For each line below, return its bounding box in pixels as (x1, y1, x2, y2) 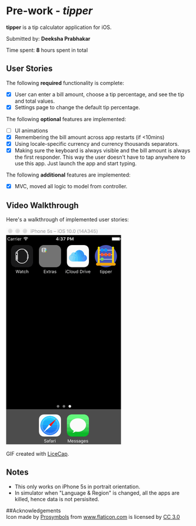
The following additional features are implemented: (6, 171, 131, 178)
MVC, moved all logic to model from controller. (14, 183, 128, 190)
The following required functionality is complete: (6, 79, 125, 86)
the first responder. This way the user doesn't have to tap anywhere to (14, 153, 185, 161)
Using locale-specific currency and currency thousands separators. (14, 141, 180, 147)
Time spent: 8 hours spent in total (6, 46, 88, 54)
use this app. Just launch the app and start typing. (14, 160, 137, 167)
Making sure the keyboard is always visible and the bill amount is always (14, 147, 191, 154)
